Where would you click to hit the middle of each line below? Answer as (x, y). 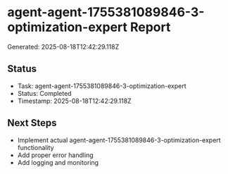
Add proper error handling (55, 155)
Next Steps (32, 123)
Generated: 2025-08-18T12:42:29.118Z (63, 46)
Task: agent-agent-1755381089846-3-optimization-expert (102, 86)
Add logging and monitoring (58, 162)
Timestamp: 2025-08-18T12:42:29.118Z (74, 101)
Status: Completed (44, 93)
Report (150, 27)
